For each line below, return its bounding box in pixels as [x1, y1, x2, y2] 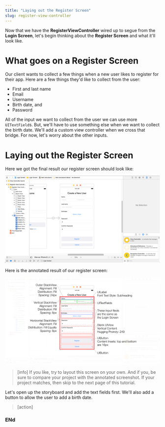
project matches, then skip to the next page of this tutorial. [17, 380, 136, 386]
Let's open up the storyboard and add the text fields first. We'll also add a [5, 390, 154, 395]
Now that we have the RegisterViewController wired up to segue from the [5, 27, 156, 33]
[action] [17, 404, 33, 410]
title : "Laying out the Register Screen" [5, 8, 91, 13]
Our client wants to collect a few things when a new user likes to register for [5, 71, 159, 77]
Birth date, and [12, 102, 43, 108]
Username [12, 97, 33, 103]
